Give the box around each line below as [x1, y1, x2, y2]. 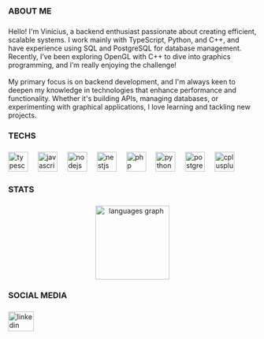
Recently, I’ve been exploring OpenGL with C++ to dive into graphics [8, 51, 231, 61]
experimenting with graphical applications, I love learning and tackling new [8, 102, 251, 111]
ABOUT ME [8, 6, 52, 17]
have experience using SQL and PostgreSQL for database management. [8, 43, 242, 53]
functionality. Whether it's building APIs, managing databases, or [8, 93, 219, 103]
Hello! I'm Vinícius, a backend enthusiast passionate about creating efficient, [8, 26, 257, 36]
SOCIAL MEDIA [8, 290, 68, 301]
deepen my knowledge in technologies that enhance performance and [8, 85, 236, 95]
